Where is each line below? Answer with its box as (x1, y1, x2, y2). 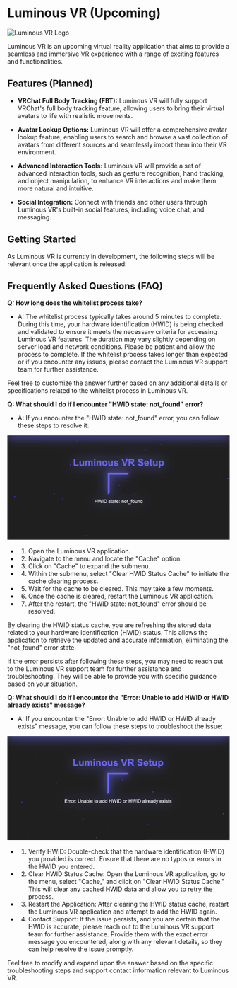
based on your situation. (7, 679, 78, 688)
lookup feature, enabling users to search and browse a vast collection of (17, 132, 229, 141)
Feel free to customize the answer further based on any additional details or (7, 379, 228, 387)
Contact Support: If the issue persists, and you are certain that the (28, 914, 221, 923)
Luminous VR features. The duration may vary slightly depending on (17, 335, 216, 344)
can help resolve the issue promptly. (28, 945, 134, 953)
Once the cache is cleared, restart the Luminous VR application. (28, 592, 214, 600)
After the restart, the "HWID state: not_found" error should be (28, 599, 207, 608)
